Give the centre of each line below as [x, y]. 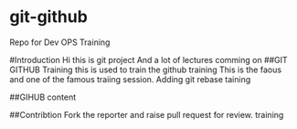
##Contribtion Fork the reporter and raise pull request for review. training [147, 114]
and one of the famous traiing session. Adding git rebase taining [130, 79]
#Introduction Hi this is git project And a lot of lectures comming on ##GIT [148, 59]
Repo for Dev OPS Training [60, 42]
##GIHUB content [42, 97]
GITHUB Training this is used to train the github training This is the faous [145, 70]
